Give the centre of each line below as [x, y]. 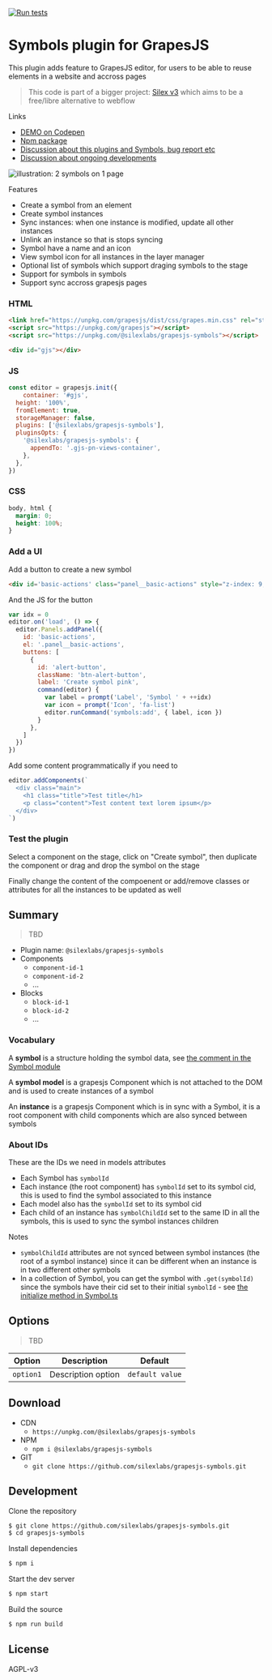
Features [23, 189]
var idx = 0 [28, 615]
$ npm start [28, 1594]
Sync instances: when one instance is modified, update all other [127, 222]
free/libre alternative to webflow [82, 101]
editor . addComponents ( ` [49, 781]
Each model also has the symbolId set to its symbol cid [111, 1204]
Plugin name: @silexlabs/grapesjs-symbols [92, 950]
